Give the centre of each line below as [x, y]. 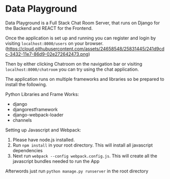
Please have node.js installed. [44, 140]
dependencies [28, 150]
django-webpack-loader [38, 115]
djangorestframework [35, 109]
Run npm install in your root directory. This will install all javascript [83, 145]
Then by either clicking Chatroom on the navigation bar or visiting [74, 64]
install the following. [26, 84]
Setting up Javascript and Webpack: [43, 130]
